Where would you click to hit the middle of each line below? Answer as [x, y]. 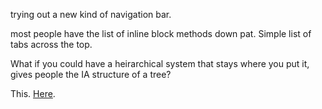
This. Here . [33, 93]
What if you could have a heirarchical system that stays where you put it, [160, 63]
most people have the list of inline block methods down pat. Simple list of [161, 33]
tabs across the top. [51, 44]
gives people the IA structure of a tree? [91, 74]
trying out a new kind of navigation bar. [91, 14]
